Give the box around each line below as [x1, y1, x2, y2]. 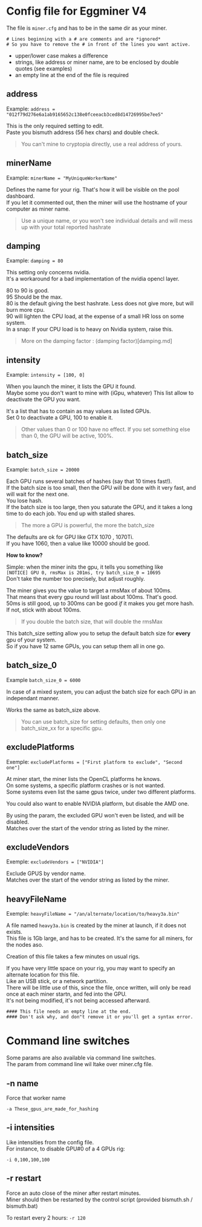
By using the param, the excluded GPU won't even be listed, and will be [6, 811, 184, 819]
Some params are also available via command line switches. [6, 1054, 156, 1061]
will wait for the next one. [6, 490, 70, 498]
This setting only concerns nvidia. [6, 269, 91, 276]
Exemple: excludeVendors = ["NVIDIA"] [6, 858, 104, 865]
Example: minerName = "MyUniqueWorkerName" [6, 174, 118, 181]
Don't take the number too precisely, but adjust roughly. [6, 575, 145, 582]
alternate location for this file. [6, 971, 80, 978]
